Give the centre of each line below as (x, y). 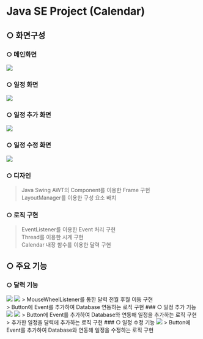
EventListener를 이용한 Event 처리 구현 (68, 229)
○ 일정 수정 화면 (29, 145)
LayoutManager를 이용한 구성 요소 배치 (69, 198)
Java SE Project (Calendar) (76, 11)
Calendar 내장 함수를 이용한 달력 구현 (66, 245)
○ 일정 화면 (22, 84)
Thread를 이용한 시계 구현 (52, 237)
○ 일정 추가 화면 (29, 115)
